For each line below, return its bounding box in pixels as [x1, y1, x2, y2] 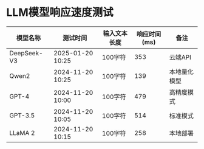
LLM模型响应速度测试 [6, 5, 114, 19]
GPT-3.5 [9, 111, 35, 119]
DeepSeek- [9, 49, 44, 57]
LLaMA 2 [9, 128, 35, 137]
